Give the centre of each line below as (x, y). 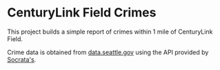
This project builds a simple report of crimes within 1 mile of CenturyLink (110, 32)
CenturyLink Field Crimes (82, 13)
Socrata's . (22, 59)
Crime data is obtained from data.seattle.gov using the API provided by (108, 52)
